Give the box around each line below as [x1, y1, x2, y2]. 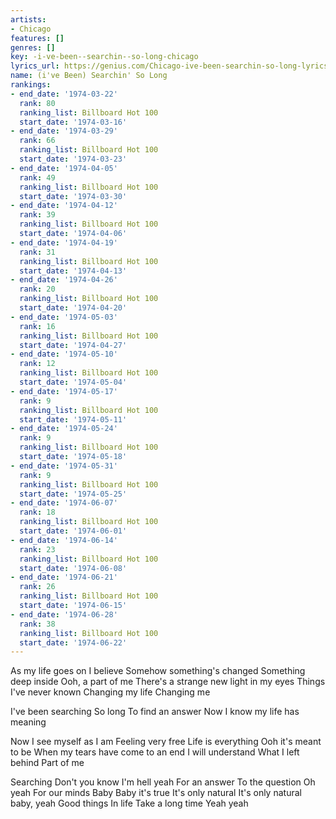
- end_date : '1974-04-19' [10, 237, 118, 248]
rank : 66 [19, 136, 56, 146]
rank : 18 [19, 507, 56, 518]
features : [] [10, 33, 65, 43]
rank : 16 [19, 321, 56, 331]
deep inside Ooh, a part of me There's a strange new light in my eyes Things [10, 676, 326, 688]
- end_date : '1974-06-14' [10, 535, 118, 545]
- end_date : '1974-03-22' [10, 89, 118, 99]
